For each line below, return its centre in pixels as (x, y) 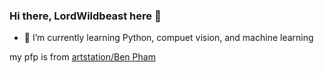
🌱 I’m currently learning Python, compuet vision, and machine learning (168, 38)
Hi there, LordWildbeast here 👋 (85, 16)
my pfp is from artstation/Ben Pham (82, 57)
